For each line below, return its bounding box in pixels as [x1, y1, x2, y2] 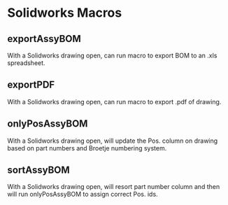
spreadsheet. [7, 59, 45, 67]
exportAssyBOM [7, 33, 82, 45]
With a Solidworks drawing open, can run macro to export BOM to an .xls [7, 51, 218, 59]
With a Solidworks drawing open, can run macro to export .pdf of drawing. [7, 97, 222, 106]
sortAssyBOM [7, 164, 70, 176]
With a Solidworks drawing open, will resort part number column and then [7, 183, 220, 191]
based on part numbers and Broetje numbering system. [7, 143, 167, 152]
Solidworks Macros [7, 5, 122, 21]
